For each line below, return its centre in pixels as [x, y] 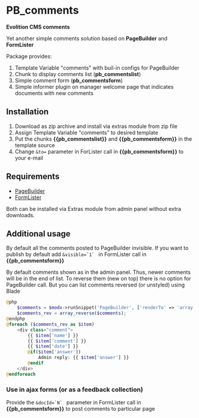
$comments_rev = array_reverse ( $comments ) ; [72, 313]
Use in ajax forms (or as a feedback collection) [75, 389]
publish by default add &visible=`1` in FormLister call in [77, 254]
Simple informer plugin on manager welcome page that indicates [94, 86]
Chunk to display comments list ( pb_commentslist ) [78, 74]
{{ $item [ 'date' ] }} [53, 347]
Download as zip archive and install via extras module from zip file [96, 126]
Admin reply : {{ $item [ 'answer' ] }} [83, 358]
